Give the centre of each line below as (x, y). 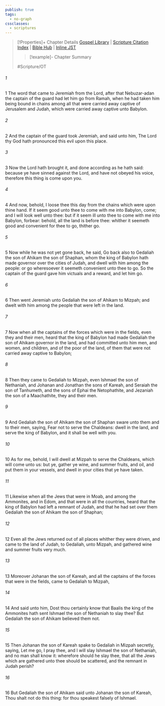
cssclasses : (17, 24)
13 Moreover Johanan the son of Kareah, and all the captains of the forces (81, 576)
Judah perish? (20, 666)
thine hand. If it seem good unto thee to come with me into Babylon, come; (81, 210)
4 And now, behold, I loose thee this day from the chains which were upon (80, 205)
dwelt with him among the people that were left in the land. (65, 305)
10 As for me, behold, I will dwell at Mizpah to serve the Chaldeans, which (80, 459)
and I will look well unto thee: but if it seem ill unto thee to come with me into (82, 215)
